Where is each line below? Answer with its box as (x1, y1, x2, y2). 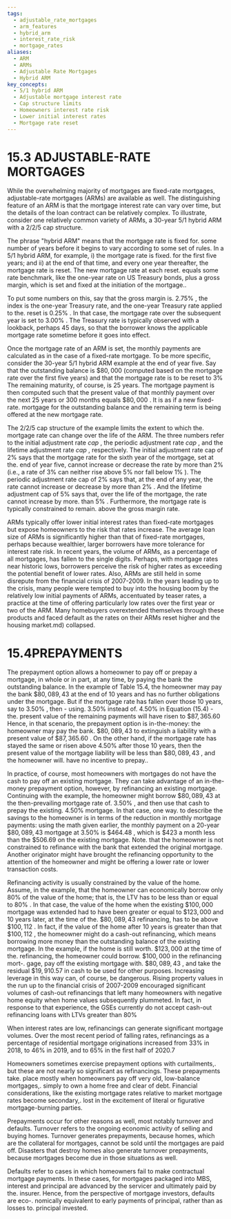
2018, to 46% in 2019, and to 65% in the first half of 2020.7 (7, 1046, 176, 1054)
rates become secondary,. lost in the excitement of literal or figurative (7, 1097, 205, 1105)
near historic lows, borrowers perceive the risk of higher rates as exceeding (7, 562, 222, 570)
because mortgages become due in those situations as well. (7, 1154, 178, 1162)
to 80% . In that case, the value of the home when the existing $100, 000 (7, 900, 214, 909)
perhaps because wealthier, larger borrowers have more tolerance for (7, 540, 205, 548)
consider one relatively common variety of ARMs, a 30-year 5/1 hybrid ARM (7, 216, 222, 225)
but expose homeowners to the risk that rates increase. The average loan (7, 525, 215, 534)
